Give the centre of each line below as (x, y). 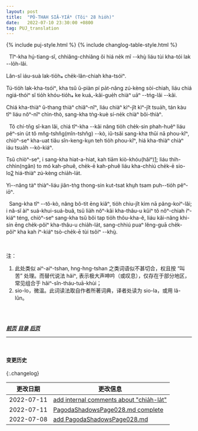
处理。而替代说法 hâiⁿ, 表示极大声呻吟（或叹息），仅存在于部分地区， (107, 276)
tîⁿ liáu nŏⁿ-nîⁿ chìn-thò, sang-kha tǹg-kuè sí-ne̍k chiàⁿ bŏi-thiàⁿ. (85, 114)
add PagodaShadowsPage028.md (100, 419)
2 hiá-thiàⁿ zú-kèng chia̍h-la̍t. (46, 173)
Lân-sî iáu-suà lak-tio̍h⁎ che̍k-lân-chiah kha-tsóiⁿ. (66, 76)
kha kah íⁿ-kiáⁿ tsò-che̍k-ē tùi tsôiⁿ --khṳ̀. (67, 232)
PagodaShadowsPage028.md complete (108, 410)
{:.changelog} (23, 374)
